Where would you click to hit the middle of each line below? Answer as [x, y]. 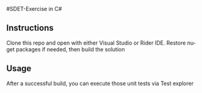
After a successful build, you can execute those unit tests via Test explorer [100, 83]
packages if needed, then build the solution [70, 49]
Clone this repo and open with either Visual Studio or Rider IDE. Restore [96, 43]
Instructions [30, 28]
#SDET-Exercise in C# [34, 9]
